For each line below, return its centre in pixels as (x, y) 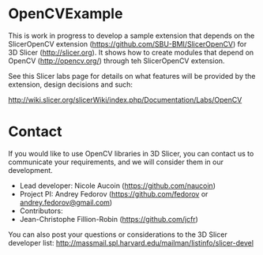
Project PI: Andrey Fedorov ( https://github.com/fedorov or (114, 193)
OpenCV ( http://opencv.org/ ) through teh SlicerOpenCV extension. (116, 61)
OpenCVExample (66, 14)
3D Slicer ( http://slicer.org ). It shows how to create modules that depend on (131, 52)
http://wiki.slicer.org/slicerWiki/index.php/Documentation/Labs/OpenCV (125, 99)
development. (30, 170)
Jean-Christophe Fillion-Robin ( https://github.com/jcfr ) (109, 219)
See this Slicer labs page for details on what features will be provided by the (132, 76)
